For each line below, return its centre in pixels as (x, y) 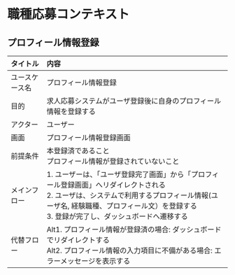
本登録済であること (78, 151)
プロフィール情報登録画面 (88, 137)
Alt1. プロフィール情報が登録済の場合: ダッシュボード (134, 230)
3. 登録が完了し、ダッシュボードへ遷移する (117, 216)
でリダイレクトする (78, 240)
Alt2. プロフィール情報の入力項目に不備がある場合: (130, 251)
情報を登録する (71, 111)
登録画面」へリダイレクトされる (113, 185)
